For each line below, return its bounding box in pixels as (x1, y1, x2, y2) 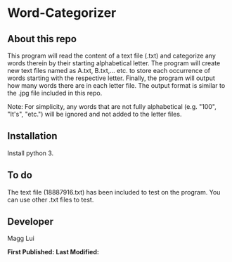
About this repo (7, 33, 77, 45)
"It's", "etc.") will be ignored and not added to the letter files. (7, 110, 182, 118)
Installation (7, 130, 58, 142)
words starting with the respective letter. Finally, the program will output (7, 74, 216, 82)
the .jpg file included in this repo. (7, 89, 103, 97)
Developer (7, 216, 54, 228)
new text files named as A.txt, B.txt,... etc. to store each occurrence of (7, 67, 211, 74)
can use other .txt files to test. (7, 195, 94, 204)
